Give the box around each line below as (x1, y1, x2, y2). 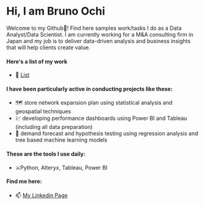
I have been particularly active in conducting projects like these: (6, 85, 173, 92)
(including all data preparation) (15, 123, 93, 131)
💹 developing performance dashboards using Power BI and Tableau (15, 114, 188, 122)
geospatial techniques (15, 108, 71, 115)
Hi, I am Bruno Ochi (6, 4, 106, 18)
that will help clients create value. (6, 44, 90, 51)
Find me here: (6, 178, 42, 185)
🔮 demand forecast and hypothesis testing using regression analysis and (15, 130, 199, 137)
